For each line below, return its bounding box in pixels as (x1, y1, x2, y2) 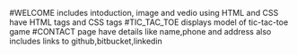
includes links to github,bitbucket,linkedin (9, 35, 163, 46)
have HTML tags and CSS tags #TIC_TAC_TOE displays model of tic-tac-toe (9, 17, 289, 27)
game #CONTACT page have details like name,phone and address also (9, 27, 272, 36)
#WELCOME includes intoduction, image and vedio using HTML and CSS (9, 8, 279, 18)
